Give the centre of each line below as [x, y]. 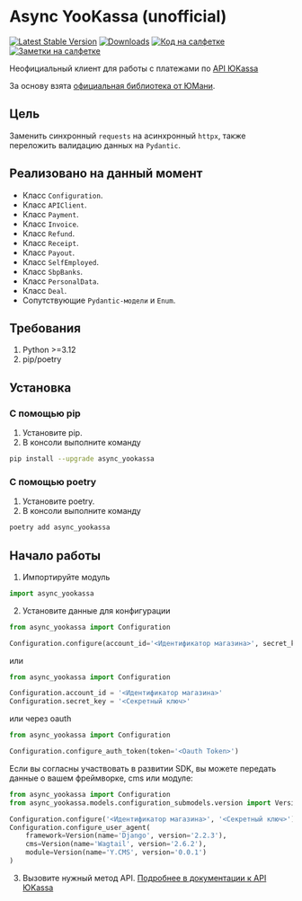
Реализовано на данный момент [106, 174]
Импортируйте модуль [66, 577]
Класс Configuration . [62, 195]
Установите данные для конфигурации [96, 610]
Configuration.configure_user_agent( [80, 827]
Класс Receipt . [50, 243]
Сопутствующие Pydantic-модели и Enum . [99, 300]
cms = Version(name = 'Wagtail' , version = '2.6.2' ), [116, 844]
